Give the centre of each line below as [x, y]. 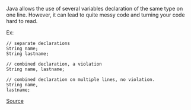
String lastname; [28, 54]
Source [15, 101]
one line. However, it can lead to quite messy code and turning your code [95, 15]
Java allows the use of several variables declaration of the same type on [95, 9]
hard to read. [22, 21]
